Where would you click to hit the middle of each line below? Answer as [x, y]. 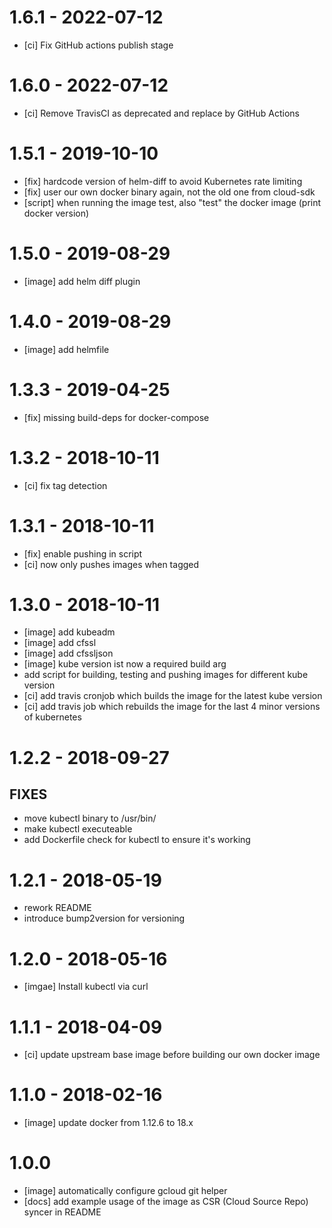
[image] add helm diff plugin [82, 281]
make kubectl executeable [78, 829]
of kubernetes [52, 717]
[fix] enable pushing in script [83, 553]
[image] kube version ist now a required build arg [125, 664]
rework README [57, 908]
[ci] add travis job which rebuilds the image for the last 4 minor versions [172, 707]
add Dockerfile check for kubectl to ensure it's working [137, 840]
